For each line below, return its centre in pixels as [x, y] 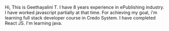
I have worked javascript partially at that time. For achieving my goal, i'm [81, 12]
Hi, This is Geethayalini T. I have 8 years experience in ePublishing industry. [84, 7]
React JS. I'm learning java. [34, 23]
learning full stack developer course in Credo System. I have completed [80, 18]
